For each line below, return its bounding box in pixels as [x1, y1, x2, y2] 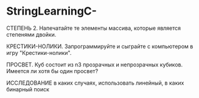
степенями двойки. [6, 30, 57, 38]
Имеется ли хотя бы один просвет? [6, 67, 99, 74]
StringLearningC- [6, 4, 97, 18]
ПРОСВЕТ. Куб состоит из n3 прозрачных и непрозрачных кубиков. [6, 61, 183, 68]
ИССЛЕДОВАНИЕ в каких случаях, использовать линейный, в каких [6, 79, 184, 86]
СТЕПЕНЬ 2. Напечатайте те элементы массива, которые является [6, 24, 181, 32]
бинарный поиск [6, 85, 50, 93]
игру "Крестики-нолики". [6, 49, 72, 56]
